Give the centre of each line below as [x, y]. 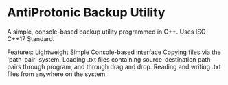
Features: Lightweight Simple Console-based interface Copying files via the [114, 52]
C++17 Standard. [31, 38]
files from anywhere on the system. [57, 74]
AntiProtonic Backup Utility [86, 13]
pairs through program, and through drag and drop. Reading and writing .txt [114, 66]
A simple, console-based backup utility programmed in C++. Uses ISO [106, 32]
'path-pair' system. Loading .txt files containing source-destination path [109, 59]
